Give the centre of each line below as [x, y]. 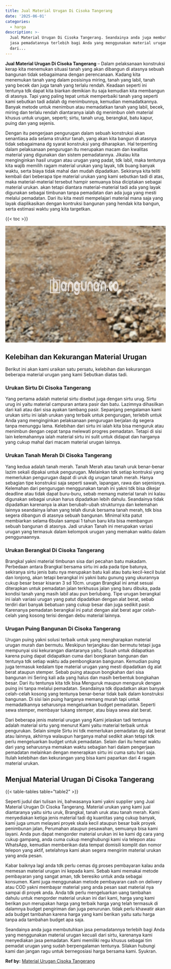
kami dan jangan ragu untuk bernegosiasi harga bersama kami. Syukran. [81, 951]
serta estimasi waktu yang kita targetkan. [48, 208]
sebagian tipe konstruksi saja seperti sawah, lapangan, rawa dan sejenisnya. [85, 483]
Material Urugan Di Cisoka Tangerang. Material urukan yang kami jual [78, 807]
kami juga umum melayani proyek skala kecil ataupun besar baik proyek [81, 823]
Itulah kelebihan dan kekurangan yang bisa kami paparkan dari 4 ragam [80, 758]
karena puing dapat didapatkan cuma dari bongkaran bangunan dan [77, 656]
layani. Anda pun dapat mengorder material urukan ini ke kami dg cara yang [85, 834]
